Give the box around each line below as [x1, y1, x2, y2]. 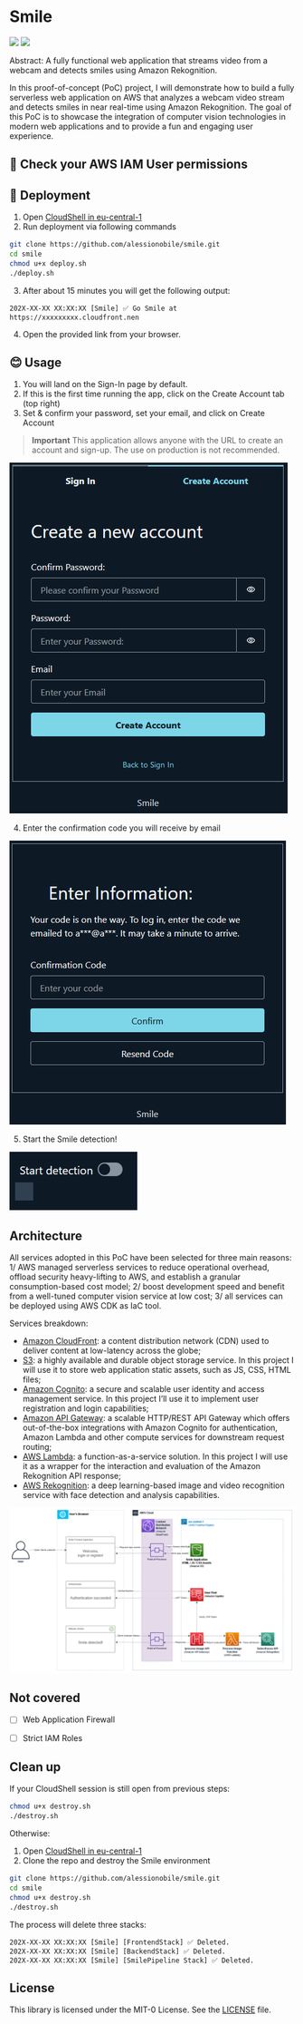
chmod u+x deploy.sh [9, 258, 88, 268]
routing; [22, 1442, 52, 1453]
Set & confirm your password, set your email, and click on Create [22, 408, 265, 419]
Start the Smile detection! [22, 1134, 118, 1144]
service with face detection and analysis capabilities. [22, 1490, 220, 1501]
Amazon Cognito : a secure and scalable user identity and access [22, 1384, 265, 1395]
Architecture [9, 1228, 83, 1243]
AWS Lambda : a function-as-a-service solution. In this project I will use [22, 1451, 289, 1462]
